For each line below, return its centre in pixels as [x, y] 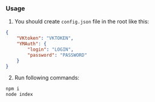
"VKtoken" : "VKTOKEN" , [45, 38]
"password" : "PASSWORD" [57, 55]
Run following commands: [47, 78]
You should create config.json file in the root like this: [82, 22]
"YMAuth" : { [31, 44]
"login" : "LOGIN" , [51, 49]
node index [19, 95]
